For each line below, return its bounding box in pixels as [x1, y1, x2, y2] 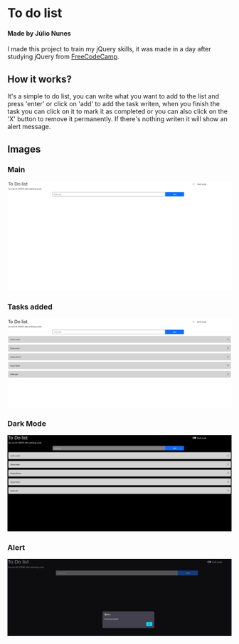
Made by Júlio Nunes [7, 29, 71, 37]
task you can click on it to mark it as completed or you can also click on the [7, 107, 228, 116]
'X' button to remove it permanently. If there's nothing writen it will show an [7, 115, 228, 123]
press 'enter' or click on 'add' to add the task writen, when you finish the [7, 100, 221, 108]
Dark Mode [7, 419, 46, 429]
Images [7, 143, 41, 155]
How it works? [7, 73, 73, 85]
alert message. [7, 123, 51, 131]
